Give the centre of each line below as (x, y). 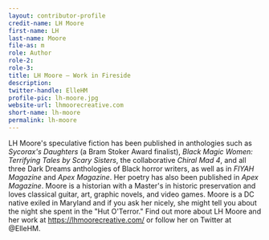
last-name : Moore (37, 38)
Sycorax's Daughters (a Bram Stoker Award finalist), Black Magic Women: (130, 151)
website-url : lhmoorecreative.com (66, 105)
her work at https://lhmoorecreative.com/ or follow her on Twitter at (120, 220)
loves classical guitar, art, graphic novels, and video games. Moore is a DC (131, 194)
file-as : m (26, 46)
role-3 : (21, 68)
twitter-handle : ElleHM (48, 90)
